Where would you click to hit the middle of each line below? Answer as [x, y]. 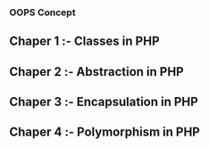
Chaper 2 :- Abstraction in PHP [97, 72]
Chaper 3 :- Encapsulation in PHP [104, 102]
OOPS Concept [42, 12]
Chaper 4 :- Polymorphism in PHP [105, 132]
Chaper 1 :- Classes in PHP [84, 41]
